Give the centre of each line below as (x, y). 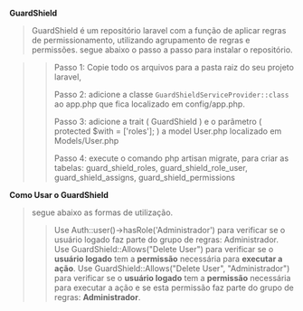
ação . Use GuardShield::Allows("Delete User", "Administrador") (172, 269)
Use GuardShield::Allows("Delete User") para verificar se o (164, 249)
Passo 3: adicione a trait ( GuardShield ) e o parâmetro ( (158, 122)
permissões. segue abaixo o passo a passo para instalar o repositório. (162, 50)
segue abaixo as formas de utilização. (102, 212)
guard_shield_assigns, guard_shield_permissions (144, 177)
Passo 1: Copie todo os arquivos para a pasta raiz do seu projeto (174, 67)
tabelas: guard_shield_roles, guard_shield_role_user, (151, 168)
